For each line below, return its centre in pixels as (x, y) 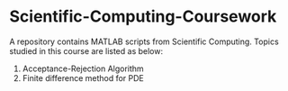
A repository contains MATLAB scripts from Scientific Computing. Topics (144, 41)
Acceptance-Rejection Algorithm (83, 68)
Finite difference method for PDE (83, 77)
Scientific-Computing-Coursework (143, 17)
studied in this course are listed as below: (86, 50)
